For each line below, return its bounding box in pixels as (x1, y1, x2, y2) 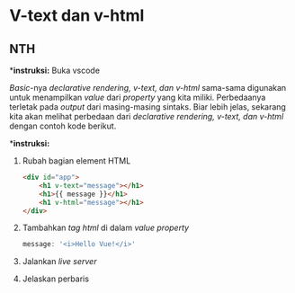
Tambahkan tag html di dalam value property (22, 222, 190, 234)
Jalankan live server (22, 256, 97, 267)
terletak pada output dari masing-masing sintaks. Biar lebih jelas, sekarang (9, 102, 286, 112)
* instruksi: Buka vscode (9, 65, 101, 75)
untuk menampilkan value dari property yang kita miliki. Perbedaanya (9, 92, 266, 102)
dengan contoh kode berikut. (9, 120, 117, 131)
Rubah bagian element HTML (22, 155, 131, 166)
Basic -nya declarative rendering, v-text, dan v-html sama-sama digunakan (9, 83, 287, 93)
